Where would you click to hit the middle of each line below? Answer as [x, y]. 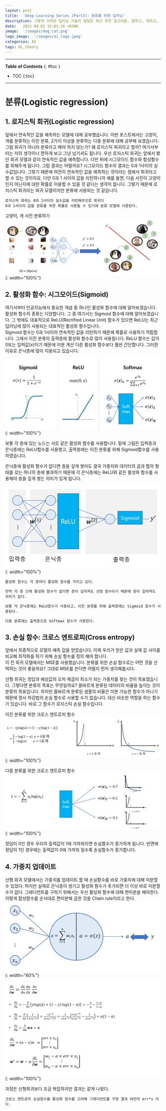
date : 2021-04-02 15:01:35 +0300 [42, 26]
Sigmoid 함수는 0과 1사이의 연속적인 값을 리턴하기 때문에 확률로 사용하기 [75, 332]
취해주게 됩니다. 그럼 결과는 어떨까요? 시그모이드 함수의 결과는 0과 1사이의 [82, 165]
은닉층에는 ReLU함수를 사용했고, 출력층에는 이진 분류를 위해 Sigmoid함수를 [78, 449]
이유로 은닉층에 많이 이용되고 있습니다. [42, 351]
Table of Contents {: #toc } [33, 66]
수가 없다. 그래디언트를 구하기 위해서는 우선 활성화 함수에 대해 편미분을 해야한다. [82, 892]
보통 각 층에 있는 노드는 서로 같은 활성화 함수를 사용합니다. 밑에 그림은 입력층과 [81, 443]
